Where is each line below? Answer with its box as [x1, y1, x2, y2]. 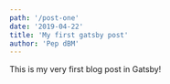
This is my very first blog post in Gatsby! [9, 64, 162, 75]
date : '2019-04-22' [9, 22, 84, 31]
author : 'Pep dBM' [9, 38, 80, 48]
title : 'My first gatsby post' [9, 30, 129, 39]
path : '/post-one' [9, 13, 80, 23]
